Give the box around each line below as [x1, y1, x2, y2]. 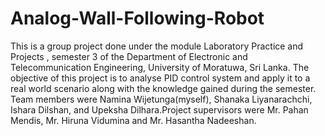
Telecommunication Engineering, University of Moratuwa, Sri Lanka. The [10, 61, 310, 73]
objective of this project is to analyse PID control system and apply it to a [10, 72, 311, 84]
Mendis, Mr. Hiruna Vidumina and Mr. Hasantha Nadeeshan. [10, 114, 257, 126]
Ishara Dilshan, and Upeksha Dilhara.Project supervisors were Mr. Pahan [10, 103, 309, 116]
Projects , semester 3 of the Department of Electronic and [10, 50, 248, 62]
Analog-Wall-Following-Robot [10, 7, 265, 30]
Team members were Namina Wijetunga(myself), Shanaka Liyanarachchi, [10, 93, 313, 105]
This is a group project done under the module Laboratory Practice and [10, 40, 304, 52]
